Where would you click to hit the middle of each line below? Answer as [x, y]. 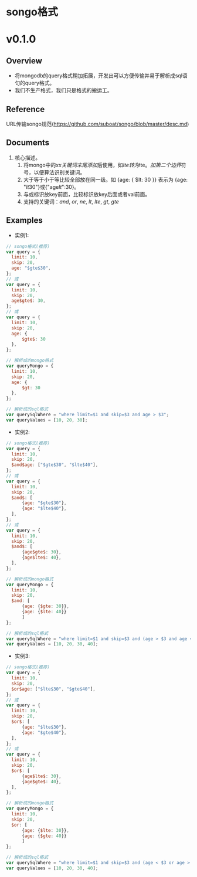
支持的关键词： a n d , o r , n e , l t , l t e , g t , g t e [71, 201]
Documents [28, 143]
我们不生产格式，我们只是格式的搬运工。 [63, 90]
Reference [26, 109]
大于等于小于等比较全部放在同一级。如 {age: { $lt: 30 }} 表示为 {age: [105, 179]
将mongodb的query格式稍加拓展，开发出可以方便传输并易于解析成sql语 [101, 76]
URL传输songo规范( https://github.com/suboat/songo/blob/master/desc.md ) [98, 124]
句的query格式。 [35, 83]
